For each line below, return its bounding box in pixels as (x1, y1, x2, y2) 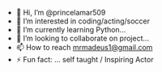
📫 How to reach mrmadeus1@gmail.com (15, 43, 153, 52)
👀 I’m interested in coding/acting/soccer (15, 16, 151, 26)
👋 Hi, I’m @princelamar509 (15, 8, 106, 17)
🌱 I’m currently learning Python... (15, 25, 126, 34)
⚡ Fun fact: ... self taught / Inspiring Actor (15, 55, 154, 64)
